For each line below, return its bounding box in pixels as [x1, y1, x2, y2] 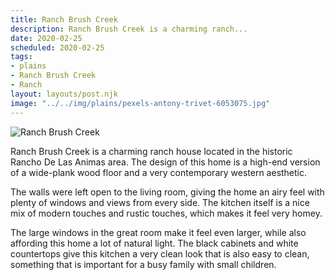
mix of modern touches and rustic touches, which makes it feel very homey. [10, 207, 323, 219]
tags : [10, 52, 33, 62]
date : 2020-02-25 [10, 33, 83, 43]
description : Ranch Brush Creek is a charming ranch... [10, 24, 248, 34]
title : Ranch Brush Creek [10, 14, 118, 25]
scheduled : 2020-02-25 [10, 42, 105, 53]
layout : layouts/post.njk [10, 89, 118, 99]
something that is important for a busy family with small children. [10, 258, 277, 270]
